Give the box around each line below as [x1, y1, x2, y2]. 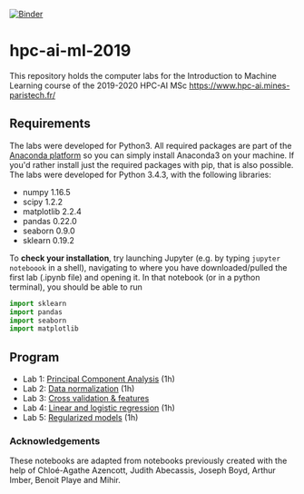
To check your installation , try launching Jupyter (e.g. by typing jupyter [9, 252, 281, 263]
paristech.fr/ [9, 89, 56, 100]
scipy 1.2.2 [22, 196, 64, 207]
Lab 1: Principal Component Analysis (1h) [22, 373, 175, 385]
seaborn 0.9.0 [22, 225, 75, 236]
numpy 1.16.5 [22, 186, 71, 197]
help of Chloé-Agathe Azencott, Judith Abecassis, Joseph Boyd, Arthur [9, 465, 277, 476]
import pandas [9, 307, 64, 317]
